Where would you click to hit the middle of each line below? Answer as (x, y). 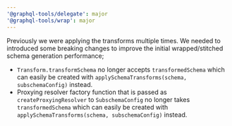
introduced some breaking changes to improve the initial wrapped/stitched (115, 48)
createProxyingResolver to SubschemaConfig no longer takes (103, 99)
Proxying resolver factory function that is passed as (92, 92)
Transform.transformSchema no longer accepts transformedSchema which (121, 69)
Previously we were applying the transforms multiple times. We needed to (114, 40)
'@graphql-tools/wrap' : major (51, 21)
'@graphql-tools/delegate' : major (57, 14)
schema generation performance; (55, 56)
